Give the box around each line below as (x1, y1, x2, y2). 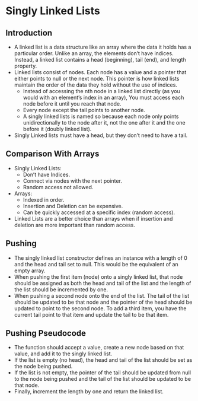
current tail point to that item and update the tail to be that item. (14, 311, 169, 318)
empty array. (14, 267, 46, 274)
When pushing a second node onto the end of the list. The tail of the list (14, 292, 190, 299)
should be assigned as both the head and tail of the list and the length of (14, 279, 191, 287)
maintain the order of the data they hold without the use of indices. (14, 81, 177, 88)
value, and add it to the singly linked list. (14, 350, 113, 357)
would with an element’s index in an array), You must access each (23, 94, 184, 101)
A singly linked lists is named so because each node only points (23, 113, 179, 120)
